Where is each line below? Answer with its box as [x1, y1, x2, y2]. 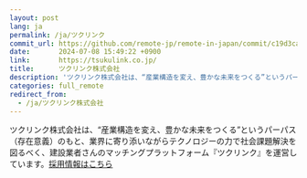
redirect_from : [9, 89, 68, 99]
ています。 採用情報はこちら [9, 159, 113, 170]
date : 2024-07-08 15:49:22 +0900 [9, 47, 162, 57]
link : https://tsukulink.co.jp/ [9, 56, 157, 65]
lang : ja [9, 22, 43, 31]
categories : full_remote [9, 81, 104, 90]
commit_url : [9, 38, 55, 48]
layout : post [9, 13, 59, 23]
